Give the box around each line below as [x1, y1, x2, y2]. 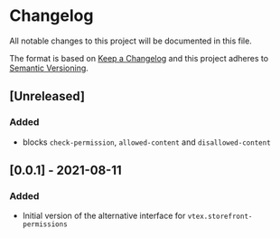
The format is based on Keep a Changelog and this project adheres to [9, 52, 269, 63]
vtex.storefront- [187, 212, 253, 222]
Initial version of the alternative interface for [22, 210, 186, 222]
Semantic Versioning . [9, 62, 89, 73]
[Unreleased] [9, 89, 86, 104]
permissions [22, 220, 68, 229]
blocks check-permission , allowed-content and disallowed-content [22, 137, 271, 148]
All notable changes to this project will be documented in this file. [9, 35, 253, 46]
